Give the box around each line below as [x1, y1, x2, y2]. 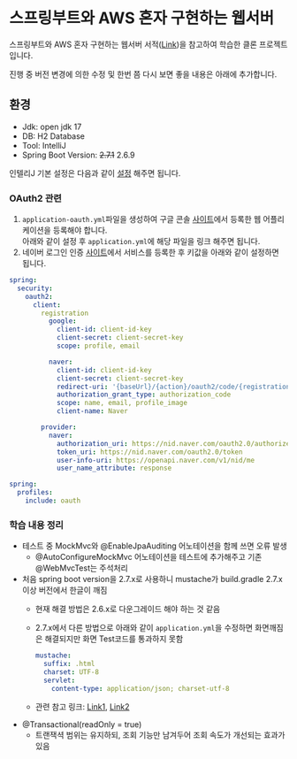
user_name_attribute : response [56, 464, 172, 473]
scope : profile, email [56, 341, 141, 350]
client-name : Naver [56, 407, 128, 416]
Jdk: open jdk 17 [21, 121, 82, 132]
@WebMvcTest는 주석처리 [34, 563, 128, 573]
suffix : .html [42, 660, 95, 669]
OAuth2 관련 [9, 192, 62, 204]
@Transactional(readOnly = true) [21, 718, 142, 730]
